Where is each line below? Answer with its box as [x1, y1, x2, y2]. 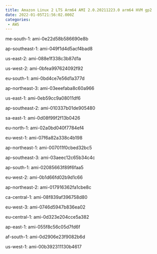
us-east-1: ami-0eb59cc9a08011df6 [5, 95, 81, 101]
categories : [5, 17, 31, 22]
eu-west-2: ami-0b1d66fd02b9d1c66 [5, 174, 83, 180]
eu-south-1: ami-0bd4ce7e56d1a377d [5, 75, 85, 82]
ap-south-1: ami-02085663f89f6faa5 [5, 165, 84, 171]
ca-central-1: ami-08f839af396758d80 [5, 194, 88, 200]
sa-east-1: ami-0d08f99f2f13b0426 [5, 115, 80, 121]
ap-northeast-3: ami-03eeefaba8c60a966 [5, 85, 95, 91]
